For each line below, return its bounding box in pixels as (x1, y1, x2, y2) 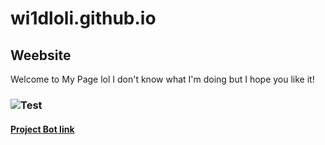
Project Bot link (10, 123, 75, 135)
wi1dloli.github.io (10, 7, 157, 30)
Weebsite (10, 47, 72, 64)
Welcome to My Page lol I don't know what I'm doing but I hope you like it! (10, 73, 315, 85)
